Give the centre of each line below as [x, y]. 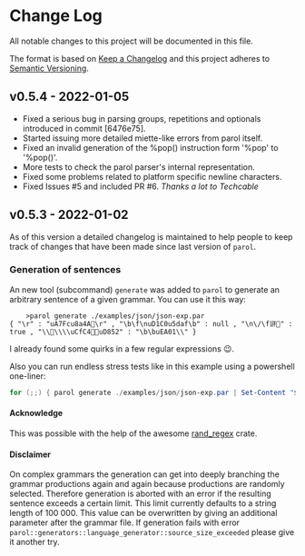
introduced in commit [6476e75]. [84, 128]
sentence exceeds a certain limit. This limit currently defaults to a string [143, 503]
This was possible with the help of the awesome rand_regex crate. [133, 433]
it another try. [35, 542]
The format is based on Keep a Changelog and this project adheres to [140, 58]
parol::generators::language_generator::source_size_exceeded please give [152, 532]
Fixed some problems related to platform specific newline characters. [152, 176]
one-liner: [28, 376]
